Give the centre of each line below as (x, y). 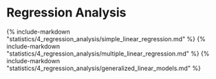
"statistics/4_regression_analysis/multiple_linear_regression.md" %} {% (108, 54)
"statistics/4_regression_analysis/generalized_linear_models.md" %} (104, 68)
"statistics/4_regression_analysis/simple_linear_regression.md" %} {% (106, 38)
